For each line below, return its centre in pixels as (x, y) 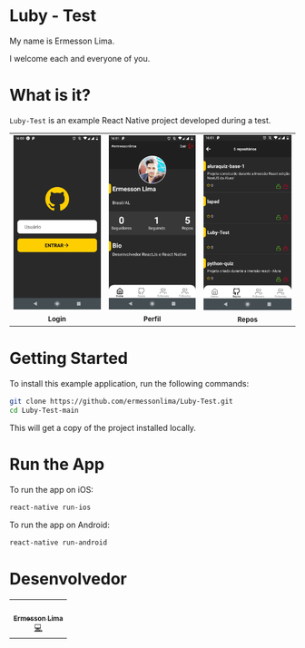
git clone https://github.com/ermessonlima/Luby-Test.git (121, 401)
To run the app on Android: (60, 525)
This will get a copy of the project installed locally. (103, 428)
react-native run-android (58, 543)
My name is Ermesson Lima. (62, 41)
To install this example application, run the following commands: (129, 383)
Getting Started (69, 358)
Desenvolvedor (68, 579)
